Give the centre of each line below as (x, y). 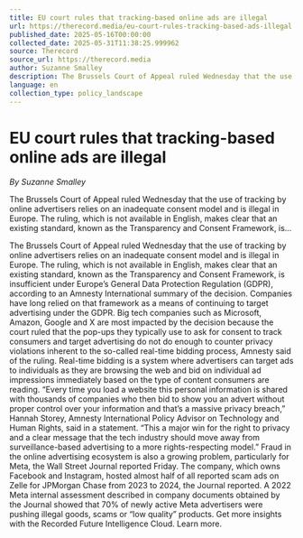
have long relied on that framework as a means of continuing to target (139, 303)
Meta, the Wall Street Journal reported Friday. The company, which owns (145, 467)
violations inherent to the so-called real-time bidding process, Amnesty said (150, 351)
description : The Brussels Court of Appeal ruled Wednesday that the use (151, 77)
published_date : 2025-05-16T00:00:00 (80, 34)
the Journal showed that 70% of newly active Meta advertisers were (136, 505)
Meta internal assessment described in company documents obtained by (145, 495)
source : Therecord (44, 51)
